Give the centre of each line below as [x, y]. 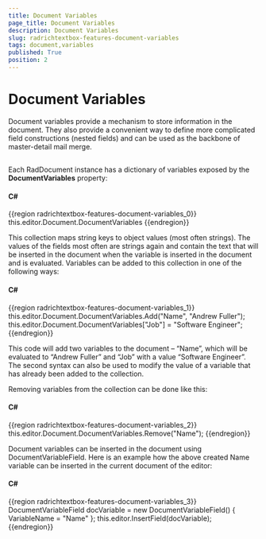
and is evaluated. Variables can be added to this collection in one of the [125, 263]
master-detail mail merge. [50, 146]
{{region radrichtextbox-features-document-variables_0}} [102, 214]
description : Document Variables [64, 30]
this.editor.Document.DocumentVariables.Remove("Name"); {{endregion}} [129, 433]
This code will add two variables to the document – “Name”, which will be [128, 348]
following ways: [34, 272]
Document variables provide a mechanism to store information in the [120, 121]
